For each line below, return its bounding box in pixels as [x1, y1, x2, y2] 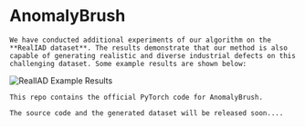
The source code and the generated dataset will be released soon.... [9, 108, 284, 118]
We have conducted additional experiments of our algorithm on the [9, 35, 272, 44]
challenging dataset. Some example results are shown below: [9, 59, 247, 68]
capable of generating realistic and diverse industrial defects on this [9, 51, 297, 60]
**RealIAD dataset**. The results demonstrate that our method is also [9, 43, 288, 53]
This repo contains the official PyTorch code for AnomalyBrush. [9, 93, 263, 102]
